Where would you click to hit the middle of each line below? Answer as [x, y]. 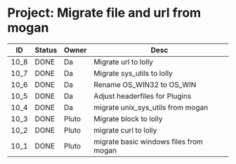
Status [46, 50]
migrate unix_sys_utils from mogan [151, 107]
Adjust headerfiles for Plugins [143, 96]
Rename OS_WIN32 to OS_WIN [145, 84]
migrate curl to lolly [125, 130]
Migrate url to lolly [123, 62]
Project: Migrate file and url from [104, 13]
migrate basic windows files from [149, 142]
